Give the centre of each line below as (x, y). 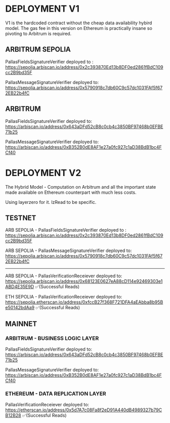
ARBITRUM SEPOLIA (38, 49)
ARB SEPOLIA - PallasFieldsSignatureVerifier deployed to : (66, 230)
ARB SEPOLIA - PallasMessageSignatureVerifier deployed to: (69, 250)
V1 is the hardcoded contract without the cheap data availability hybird (79, 23)
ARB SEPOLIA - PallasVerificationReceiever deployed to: (64, 276)
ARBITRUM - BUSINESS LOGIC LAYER (52, 338)
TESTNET (21, 218)
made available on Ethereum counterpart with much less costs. (71, 192)
